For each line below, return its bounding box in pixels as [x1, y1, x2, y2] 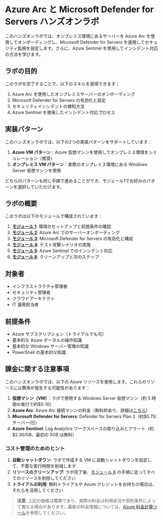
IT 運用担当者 [12, 302, 39, 307]
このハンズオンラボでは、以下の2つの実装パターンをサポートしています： [5, 139, 152, 144]
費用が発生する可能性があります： [21, 385, 91, 391]
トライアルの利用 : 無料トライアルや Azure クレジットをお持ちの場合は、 [12, 482, 157, 487]
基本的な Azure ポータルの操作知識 [12, 337, 82, 343]
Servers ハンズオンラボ [5, 16, 99, 27]
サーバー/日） [12, 419, 40, 425]
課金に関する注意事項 [5, 365, 69, 373]
